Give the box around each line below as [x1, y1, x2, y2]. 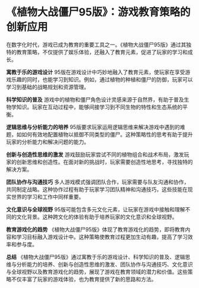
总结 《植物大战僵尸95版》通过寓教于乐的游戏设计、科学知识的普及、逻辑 [6, 253, 185, 260]
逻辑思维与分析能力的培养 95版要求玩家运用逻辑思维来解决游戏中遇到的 [6, 123, 180, 131]
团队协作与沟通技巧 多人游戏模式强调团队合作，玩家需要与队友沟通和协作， [6, 178, 190, 185]
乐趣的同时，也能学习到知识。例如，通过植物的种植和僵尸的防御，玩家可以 [11, 75, 193, 83]
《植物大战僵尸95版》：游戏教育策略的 [6, 5, 191, 19]
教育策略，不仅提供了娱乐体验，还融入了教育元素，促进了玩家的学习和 [16, 48, 188, 55]
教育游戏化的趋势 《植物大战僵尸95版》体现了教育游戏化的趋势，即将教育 [6, 226, 185, 233]
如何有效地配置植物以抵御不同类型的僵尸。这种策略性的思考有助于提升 [21, 131, 193, 138]
